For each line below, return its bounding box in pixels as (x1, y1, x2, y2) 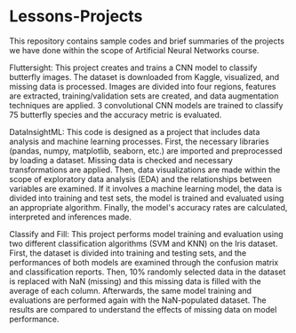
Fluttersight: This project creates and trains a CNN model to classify (9, 62, 258, 73)
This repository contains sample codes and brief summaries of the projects (9, 36, 284, 46)
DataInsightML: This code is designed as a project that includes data (9, 126, 260, 137)
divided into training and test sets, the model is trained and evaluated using (9, 193, 284, 203)
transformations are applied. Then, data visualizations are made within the (9, 164, 281, 175)
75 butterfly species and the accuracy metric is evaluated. (9, 109, 222, 120)
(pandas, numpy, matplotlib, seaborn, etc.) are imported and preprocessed (9, 145, 283, 156)
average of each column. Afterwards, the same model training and (9, 285, 252, 296)
